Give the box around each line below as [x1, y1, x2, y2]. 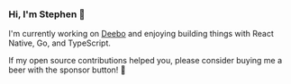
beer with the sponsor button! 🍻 [8, 64, 127, 75]
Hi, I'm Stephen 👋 [8, 8, 86, 21]
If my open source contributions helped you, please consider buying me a [8, 55, 283, 66]
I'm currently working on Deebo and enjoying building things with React [8, 29, 274, 39]
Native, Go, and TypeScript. [8, 38, 112, 48]
